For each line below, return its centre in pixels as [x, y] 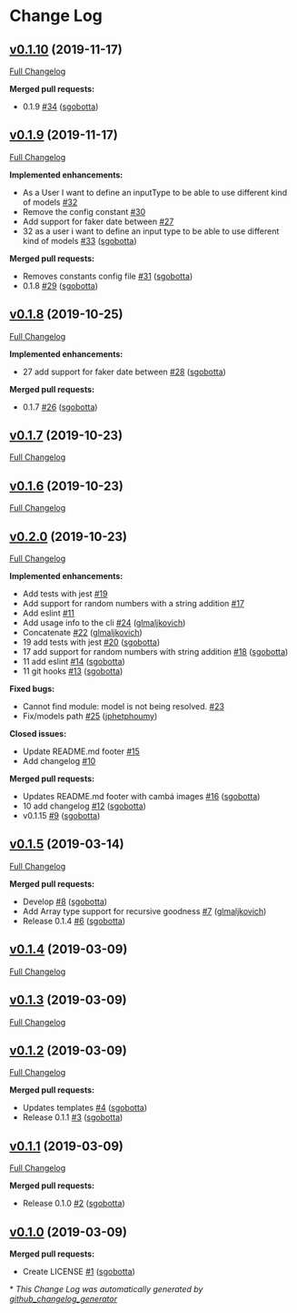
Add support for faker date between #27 [98, 221]
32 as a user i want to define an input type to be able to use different [151, 231]
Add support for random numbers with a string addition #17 [134, 604]
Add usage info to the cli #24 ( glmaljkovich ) [104, 623]
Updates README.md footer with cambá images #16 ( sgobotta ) [141, 797]
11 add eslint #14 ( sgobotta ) [74, 662]
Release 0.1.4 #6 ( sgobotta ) [74, 921]
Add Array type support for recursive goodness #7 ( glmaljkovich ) [144, 911]
